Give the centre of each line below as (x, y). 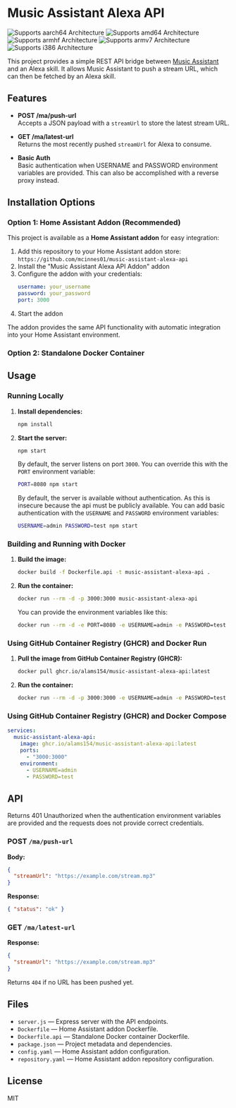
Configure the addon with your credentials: (80, 274)
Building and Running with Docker (67, 544)
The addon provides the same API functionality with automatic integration (114, 327)
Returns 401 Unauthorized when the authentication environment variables (114, 816)
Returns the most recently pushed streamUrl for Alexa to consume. (114, 144)
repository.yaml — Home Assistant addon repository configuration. (116, 1059)
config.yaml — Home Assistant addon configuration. (94, 1051)
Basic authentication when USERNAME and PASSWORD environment (118, 165)
